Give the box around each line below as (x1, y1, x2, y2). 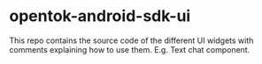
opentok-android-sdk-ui (9, 6, 191, 26)
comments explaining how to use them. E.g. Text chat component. (9, 44, 250, 54)
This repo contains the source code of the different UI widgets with (9, 35, 254, 46)
